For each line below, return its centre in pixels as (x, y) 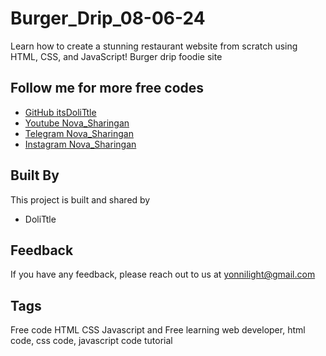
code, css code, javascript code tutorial (91, 341)
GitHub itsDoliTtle (60, 112)
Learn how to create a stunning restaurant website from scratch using (154, 46)
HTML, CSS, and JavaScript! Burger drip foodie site (116, 56)
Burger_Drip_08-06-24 (108, 18)
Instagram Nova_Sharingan (80, 144)
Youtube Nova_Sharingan (77, 123)
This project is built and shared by (80, 199)
